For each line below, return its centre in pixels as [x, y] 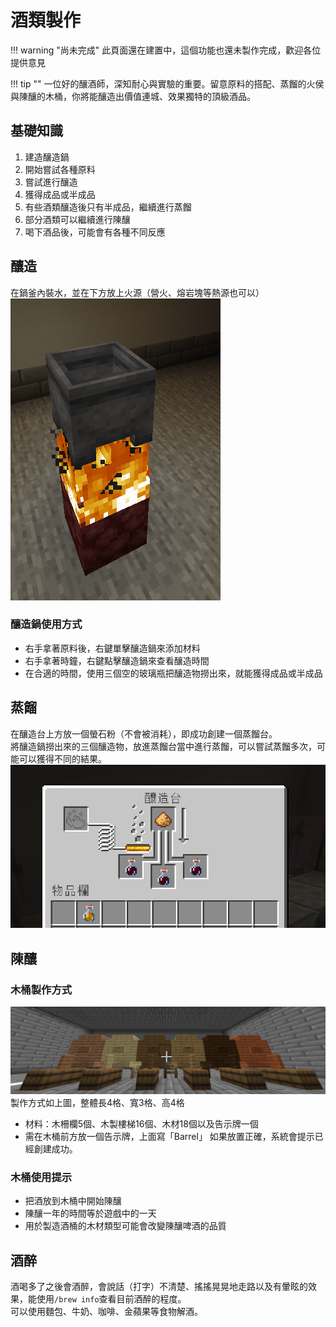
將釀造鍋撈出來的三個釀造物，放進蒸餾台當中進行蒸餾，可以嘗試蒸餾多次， [163, 746]
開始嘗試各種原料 [60, 169]
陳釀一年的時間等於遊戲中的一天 [90, 1213]
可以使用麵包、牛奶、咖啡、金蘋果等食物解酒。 [106, 1311]
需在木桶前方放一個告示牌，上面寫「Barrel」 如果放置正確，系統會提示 [169, 1136]
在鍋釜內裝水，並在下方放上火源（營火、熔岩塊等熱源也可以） [137, 292]
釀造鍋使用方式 [46, 624]
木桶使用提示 [41, 1177]
